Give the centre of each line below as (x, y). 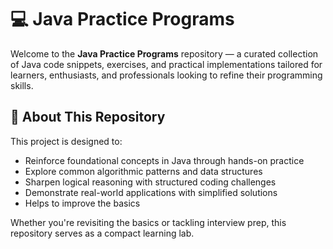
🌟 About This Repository (88, 117)
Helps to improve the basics (82, 203)
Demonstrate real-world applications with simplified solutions (151, 192)
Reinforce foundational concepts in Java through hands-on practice (164, 160)
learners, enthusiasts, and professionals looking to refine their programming (166, 75)
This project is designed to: (66, 141)
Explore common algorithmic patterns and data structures (143, 171)
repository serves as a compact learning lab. (102, 233)
